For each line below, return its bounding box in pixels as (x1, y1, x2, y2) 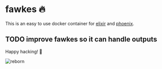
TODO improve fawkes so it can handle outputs (5, 35, 157, 44)
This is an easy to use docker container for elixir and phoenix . (5, 20, 135, 26)
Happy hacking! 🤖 (5, 48, 43, 54)
